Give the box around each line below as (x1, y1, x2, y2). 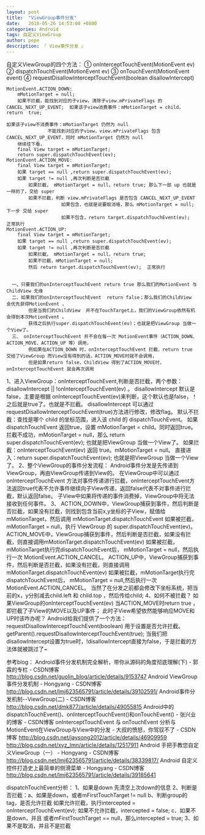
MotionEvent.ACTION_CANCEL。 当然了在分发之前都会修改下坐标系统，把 (6, 584, 193, 591)
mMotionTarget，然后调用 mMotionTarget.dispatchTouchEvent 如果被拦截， (6, 515, 197, 522)
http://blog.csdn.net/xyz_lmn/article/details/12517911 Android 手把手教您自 (6, 741, 194, 749)
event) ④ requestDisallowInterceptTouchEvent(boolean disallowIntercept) (6, 74, 195, 81)
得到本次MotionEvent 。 (10, 313, 67, 320)
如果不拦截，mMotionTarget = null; (28, 258, 113, 264)
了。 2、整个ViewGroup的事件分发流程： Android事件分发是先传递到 (6, 462, 179, 469)
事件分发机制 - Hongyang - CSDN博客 (6, 680, 102, 687)
